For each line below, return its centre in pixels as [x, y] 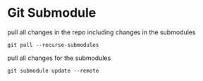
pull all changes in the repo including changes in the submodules [101, 32]
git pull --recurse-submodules [53, 45]
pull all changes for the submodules [59, 58]
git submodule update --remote [53, 71]
